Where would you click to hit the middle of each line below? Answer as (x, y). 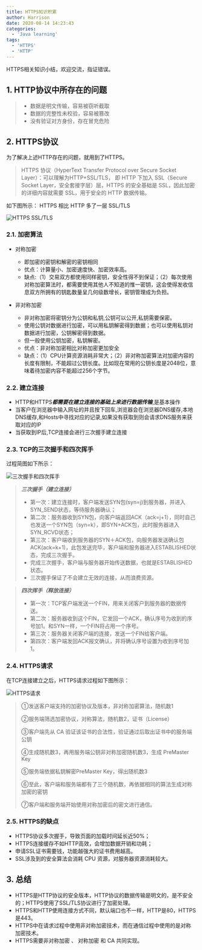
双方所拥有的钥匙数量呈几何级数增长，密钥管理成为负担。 (101, 292)
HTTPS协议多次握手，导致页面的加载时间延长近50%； (83, 836)
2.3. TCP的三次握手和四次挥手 (50, 449)
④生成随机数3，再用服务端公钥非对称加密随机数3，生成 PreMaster (105, 752)
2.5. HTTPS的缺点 (33, 821)
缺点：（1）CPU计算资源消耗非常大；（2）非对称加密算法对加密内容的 (109, 355)
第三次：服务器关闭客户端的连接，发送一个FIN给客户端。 (100, 634)
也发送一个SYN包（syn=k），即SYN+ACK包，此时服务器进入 (105, 525)
